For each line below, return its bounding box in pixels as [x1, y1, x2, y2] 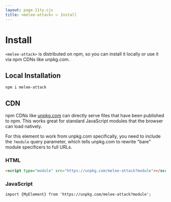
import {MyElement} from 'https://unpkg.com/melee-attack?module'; [5, 192, 152, 197]
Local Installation [5, 71, 61, 80]
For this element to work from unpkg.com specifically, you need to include [5, 133, 161, 139]
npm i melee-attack [5, 85, 47, 90]
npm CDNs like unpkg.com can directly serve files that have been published [5, 112, 164, 118]
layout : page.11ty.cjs [5, 7, 53, 13]
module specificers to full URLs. [5, 144, 72, 150]
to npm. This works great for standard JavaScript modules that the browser [5, 118, 163, 124]
